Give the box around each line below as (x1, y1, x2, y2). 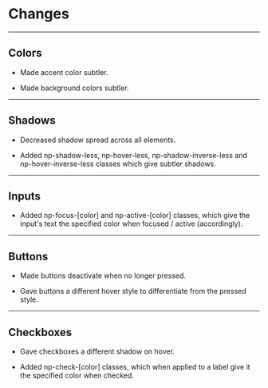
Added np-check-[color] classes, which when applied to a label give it (19, 362, 250, 371)
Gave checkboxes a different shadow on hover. (19, 346, 175, 356)
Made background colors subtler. (19, 83, 129, 93)
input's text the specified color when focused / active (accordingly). (19, 219, 243, 228)
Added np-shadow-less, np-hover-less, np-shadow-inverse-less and (19, 150, 247, 160)
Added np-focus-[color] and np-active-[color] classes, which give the (19, 211, 250, 220)
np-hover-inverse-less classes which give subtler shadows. (19, 159, 217, 168)
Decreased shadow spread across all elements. (19, 135, 176, 145)
